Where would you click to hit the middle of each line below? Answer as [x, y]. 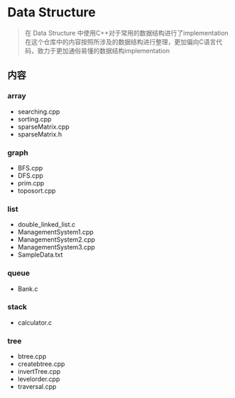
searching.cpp [39, 112]
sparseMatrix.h [40, 134]
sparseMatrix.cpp [43, 127]
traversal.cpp [37, 387]
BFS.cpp [30, 168]
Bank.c [28, 289]
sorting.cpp [34, 119]
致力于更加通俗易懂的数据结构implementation [104, 50]
